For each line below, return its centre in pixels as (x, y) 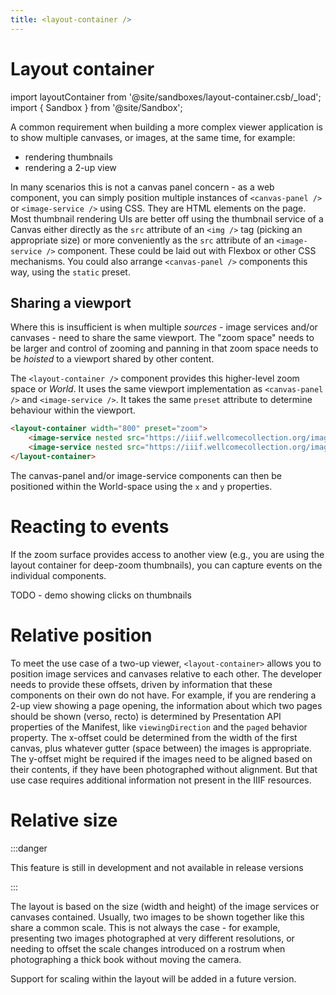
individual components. (58, 575)
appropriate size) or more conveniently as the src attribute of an (142, 240)
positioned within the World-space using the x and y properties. (141, 486)
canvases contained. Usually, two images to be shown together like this (157, 917)
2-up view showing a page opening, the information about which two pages (166, 705)
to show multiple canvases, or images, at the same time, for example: (153, 137)
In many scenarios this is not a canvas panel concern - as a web (142, 187)
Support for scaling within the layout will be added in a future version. (153, 978)
